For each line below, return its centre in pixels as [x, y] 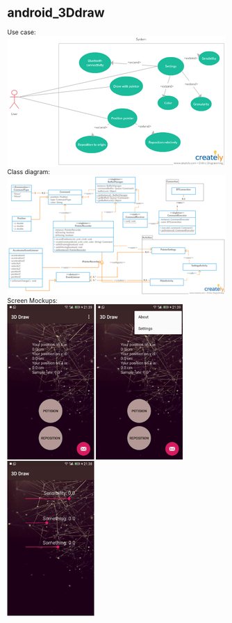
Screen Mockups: [32, 301]
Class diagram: [29, 171]
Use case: [22, 32]
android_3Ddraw [56, 13]
